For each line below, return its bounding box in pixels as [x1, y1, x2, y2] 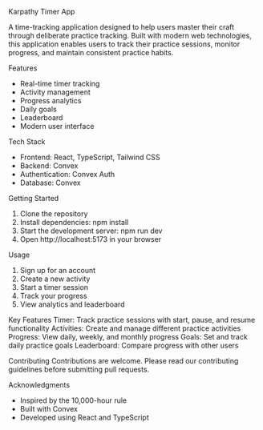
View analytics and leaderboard [19, 299, 125, 309]
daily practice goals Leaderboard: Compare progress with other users [8, 340, 239, 350]
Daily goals [19, 104, 58, 114]
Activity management [19, 87, 91, 97]
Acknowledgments [8, 380, 71, 389]
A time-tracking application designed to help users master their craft [8, 22, 235, 31]
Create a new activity [19, 274, 91, 283]
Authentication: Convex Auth [19, 170, 115, 179]
